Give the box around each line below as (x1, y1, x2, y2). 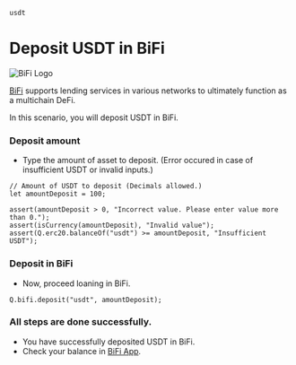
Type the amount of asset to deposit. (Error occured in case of (22, 155, 254, 166)
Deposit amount (9, 135, 81, 147)
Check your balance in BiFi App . (22, 345, 142, 356)
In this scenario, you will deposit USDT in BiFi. (9, 112, 179, 123)
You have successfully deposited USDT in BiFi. (22, 336, 196, 347)
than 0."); (9, 213, 50, 222)
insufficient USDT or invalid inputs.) (22, 164, 154, 175)
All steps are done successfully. (9, 316, 152, 328)
